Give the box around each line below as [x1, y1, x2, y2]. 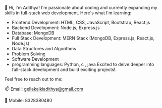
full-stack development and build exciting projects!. [11, 67, 117, 72]
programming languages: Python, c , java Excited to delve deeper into [11, 62, 154, 67]
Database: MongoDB [11, 30, 54, 36]
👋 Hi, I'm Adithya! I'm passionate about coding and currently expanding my [4, 5, 158, 10]
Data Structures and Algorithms [11, 46, 76, 51]
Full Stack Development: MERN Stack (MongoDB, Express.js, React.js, [11, 35, 155, 41]
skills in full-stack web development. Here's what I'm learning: [4, 10, 132, 16]
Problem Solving [11, 51, 46, 57]
